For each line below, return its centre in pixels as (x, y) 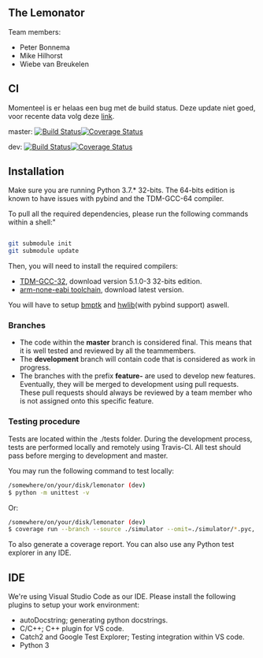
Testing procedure (44, 422)
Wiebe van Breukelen (54, 64)
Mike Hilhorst (41, 55)
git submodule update (44, 251)
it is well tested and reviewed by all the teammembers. (107, 351)
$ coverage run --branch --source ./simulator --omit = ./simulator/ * (123, 530)
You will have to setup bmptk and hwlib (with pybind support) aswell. (119, 305)
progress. (35, 368)
